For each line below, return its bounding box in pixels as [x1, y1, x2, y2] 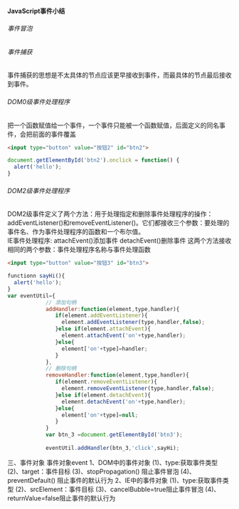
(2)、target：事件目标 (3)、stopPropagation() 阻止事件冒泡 [7, 467, 179, 476]
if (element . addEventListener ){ [55, 312, 148, 320]
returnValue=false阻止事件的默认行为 [7, 493, 116, 502]
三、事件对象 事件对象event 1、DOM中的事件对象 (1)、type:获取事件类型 [7, 458, 218, 466]
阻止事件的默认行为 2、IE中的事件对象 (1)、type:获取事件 [56, 476, 223, 484]
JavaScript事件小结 [7, 6, 65, 15]
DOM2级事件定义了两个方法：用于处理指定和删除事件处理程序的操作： [7, 210, 213, 219]
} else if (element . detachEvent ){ [55, 392, 152, 399]
